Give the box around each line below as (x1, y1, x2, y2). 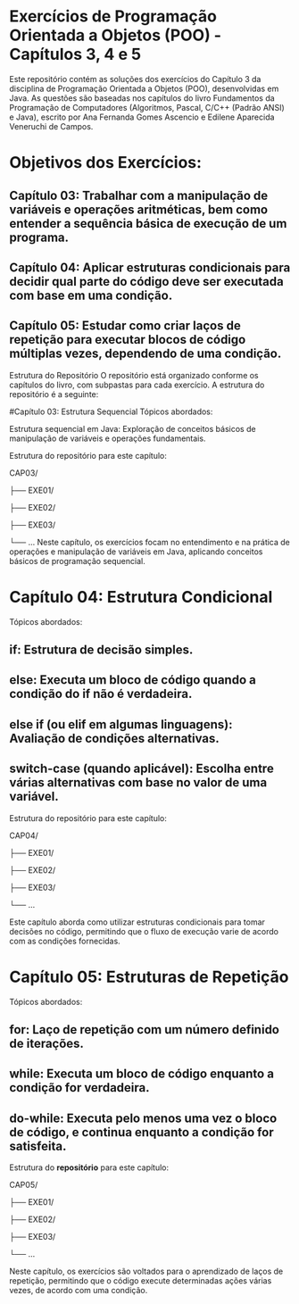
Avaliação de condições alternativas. (9, 730, 220, 746)
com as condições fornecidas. (9, 935, 120, 946)
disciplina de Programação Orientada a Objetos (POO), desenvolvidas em (9, 83, 279, 94)
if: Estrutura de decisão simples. (9, 643, 194, 658)
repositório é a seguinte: (9, 388, 99, 399)
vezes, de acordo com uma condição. (9, 1285, 148, 1296)
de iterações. (9, 1035, 85, 1051)
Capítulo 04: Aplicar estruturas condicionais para (9, 260, 291, 275)
